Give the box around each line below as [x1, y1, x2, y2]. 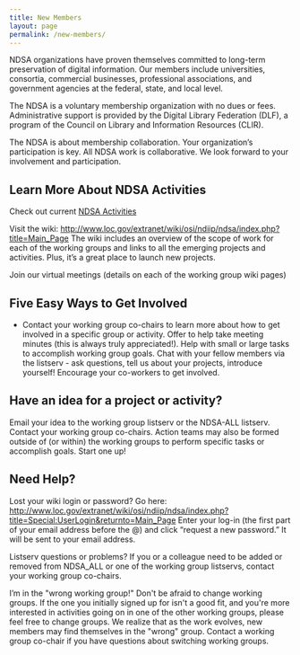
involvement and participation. [9, 156, 122, 167]
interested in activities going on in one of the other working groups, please [9, 606, 285, 617]
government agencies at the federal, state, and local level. [9, 83, 224, 94]
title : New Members [9, 13, 82, 22]
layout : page [9, 22, 58, 31]
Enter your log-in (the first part [177, 514, 291, 526]
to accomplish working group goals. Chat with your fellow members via [21, 348, 285, 358]
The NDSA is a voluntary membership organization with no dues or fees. [9, 101, 276, 111]
